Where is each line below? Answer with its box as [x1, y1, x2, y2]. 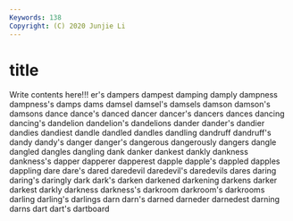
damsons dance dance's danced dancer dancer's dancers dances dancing [9, 108, 285, 119]
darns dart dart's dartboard [9, 203, 110, 215]
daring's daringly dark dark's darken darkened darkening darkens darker [9, 175, 278, 186]
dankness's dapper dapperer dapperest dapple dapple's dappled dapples [9, 156, 280, 166]
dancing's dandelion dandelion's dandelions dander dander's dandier [9, 118, 265, 129]
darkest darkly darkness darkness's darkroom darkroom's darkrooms [9, 184, 265, 195]
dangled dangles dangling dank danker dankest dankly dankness [9, 147, 248, 157]
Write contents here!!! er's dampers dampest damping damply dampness [9, 89, 279, 100]
